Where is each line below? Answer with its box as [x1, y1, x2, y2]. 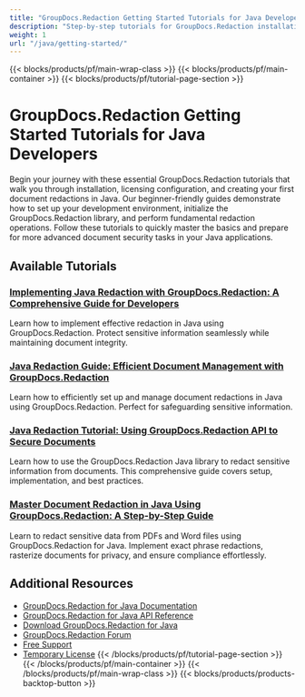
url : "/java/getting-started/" [9, 38, 128, 48]
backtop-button [22, 677, 82, 688]
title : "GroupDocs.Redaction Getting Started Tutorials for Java [9, 13, 261, 23]
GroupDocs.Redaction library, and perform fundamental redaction [9, 213, 256, 224]
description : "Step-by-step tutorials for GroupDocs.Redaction [9, 22, 254, 31]
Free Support [22, 639, 73, 650]
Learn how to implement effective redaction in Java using [9, 318, 224, 328]
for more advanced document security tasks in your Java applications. [9, 232, 274, 243]
